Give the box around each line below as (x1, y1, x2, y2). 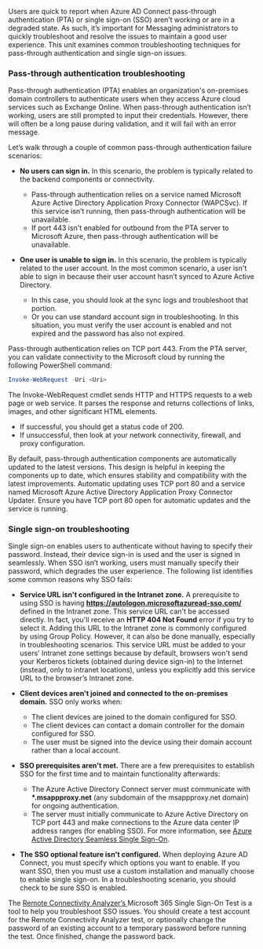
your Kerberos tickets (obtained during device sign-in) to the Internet (19, 657, 243, 666)
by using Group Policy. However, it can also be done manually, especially (19, 632, 256, 641)
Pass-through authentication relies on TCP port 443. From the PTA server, (8, 344, 247, 354)
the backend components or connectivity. (19, 174, 155, 184)
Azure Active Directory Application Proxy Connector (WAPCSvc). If (31, 198, 247, 207)
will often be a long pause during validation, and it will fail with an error (8, 119, 237, 129)
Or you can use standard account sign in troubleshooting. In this (31, 312, 239, 321)
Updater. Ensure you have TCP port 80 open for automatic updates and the (8, 496, 251, 505)
